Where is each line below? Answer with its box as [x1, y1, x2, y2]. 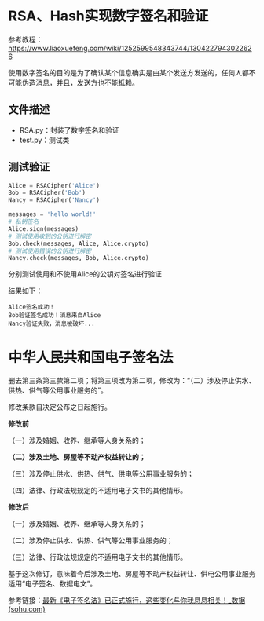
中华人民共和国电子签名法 [8, 349, 174, 366]
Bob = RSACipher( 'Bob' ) [8, 189, 86, 197]
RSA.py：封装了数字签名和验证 [19, 125, 119, 134]
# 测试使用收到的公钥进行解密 [8, 232, 92, 240]
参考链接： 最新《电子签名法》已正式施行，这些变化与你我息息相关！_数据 [8, 596, 246, 605]
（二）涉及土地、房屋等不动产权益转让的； [8, 452, 146, 462]
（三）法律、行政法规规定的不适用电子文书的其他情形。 [8, 553, 187, 562]
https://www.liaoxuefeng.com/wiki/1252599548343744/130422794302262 [8, 43, 253, 53]
